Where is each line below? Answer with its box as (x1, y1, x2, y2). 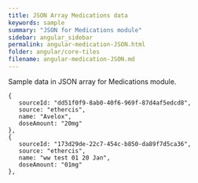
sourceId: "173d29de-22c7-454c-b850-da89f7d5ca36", (18, 140, 192, 148)
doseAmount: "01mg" (18, 160, 82, 169)
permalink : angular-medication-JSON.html (8, 41, 146, 49)
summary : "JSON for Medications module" (8, 26, 143, 34)
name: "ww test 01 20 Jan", (18, 154, 111, 162)
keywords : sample (8, 19, 65, 27)
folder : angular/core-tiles (8, 48, 101, 56)
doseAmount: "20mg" (18, 119, 82, 127)
